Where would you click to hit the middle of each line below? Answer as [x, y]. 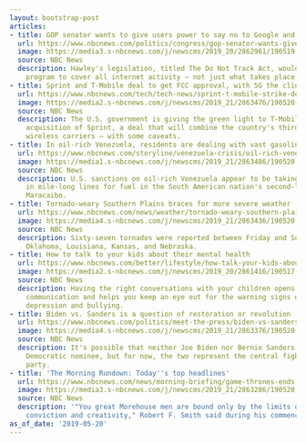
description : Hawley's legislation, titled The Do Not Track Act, [146, 69]
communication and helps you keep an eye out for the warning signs [158, 297]
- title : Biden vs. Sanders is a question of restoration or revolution [150, 314]
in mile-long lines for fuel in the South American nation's [144, 187]
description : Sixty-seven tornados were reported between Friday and [152, 237]
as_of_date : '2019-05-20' [58, 424]
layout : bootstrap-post [55, 18]
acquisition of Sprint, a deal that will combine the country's [150, 128]
